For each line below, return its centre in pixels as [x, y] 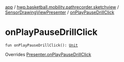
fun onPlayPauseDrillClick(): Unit [42, 45]
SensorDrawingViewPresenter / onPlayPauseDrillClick [60, 12]
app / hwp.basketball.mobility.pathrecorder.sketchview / [62, 7]
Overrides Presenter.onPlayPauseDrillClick [48, 54]
